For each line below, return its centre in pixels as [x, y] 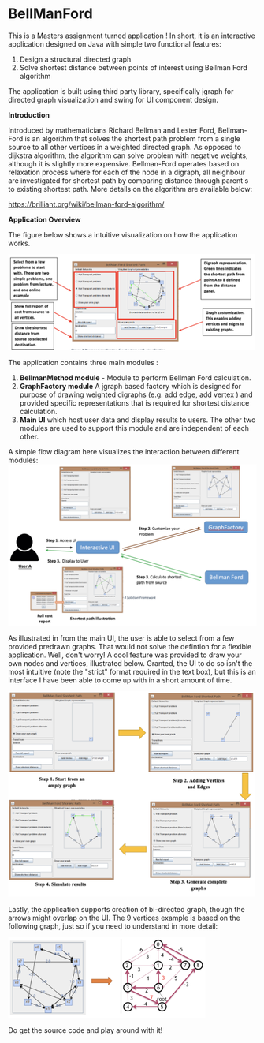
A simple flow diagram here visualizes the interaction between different [124, 452]
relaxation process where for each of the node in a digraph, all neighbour [127, 172]
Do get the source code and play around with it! [86, 1030]
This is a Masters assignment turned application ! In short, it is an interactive [132, 36]
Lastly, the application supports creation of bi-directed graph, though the [127, 909]
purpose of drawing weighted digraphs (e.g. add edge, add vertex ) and [136, 394]
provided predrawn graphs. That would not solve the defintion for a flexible [130, 647]
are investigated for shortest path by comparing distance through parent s [128, 180]
